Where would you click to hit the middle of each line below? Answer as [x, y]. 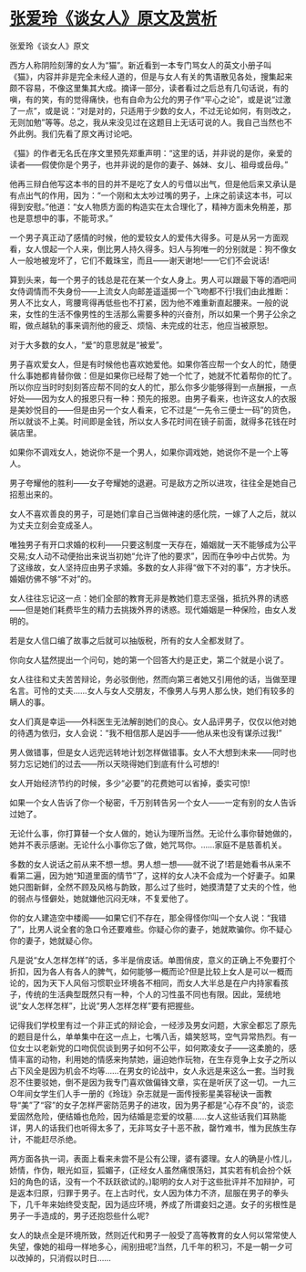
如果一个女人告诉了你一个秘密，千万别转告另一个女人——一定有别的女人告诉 [153, 802]
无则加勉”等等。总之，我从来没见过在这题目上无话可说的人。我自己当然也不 [151, 122]
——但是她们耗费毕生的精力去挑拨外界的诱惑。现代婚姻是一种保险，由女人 [149, 609]
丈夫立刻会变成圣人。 [57, 525]
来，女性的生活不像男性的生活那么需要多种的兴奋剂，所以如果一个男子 [141, 314]
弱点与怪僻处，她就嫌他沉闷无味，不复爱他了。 [105, 898]
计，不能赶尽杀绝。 [46, 1139]
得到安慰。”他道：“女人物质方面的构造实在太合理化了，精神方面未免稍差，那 [151, 206]
